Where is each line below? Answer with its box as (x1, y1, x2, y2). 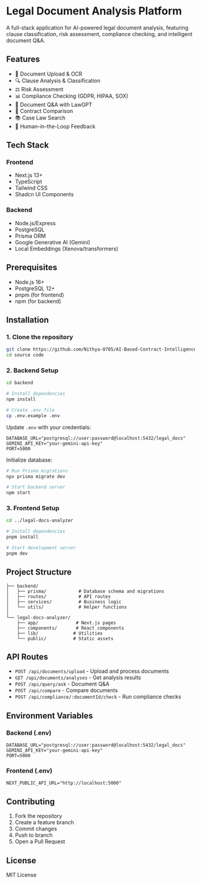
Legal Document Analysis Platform (6, 4, 182, 18)
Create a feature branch (14, 819, 74, 826)
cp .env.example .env (6, 412, 60, 418)
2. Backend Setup (6, 366, 59, 375)
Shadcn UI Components (14, 191, 74, 198)
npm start (6, 490, 31, 496)
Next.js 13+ (14, 172, 43, 179)
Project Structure (6, 567, 72, 577)
